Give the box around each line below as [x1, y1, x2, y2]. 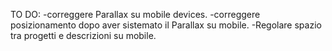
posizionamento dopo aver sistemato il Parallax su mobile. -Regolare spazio [10, 19, 322, 31]
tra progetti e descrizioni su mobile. [10, 30, 157, 41]
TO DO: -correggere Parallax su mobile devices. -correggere [10, 9, 261, 20]
